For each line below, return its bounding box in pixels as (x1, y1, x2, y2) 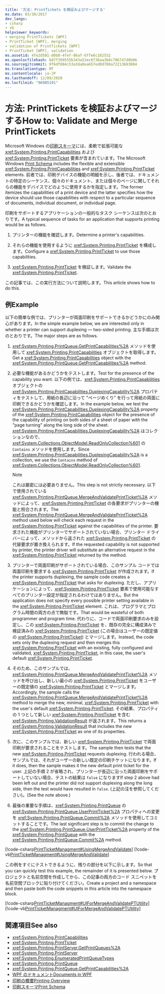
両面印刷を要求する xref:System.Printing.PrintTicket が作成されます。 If (12, 568, 155, 574)
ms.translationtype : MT (5, 67, 54, 72)
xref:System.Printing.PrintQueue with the (12, 832, 95, 837)
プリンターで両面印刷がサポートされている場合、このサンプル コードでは (12, 563, 160, 568)
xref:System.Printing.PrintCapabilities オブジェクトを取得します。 (26, 349, 159, 355)
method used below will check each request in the (12, 517, 114, 523)
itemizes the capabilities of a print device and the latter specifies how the (5, 189, 153, 195)
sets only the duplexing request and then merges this (12, 640, 120, 645)
